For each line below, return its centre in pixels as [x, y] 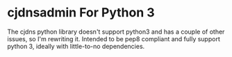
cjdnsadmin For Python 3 [81, 13]
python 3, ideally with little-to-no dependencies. [76, 46]
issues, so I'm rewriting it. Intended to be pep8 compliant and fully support [114, 38]
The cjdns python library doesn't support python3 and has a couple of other [116, 32]
